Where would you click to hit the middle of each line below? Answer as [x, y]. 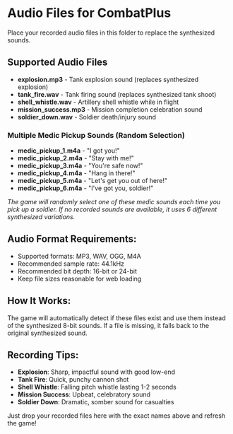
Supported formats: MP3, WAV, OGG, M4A [79, 256]
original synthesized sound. [48, 333]
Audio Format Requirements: [72, 239]
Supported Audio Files [58, 63]
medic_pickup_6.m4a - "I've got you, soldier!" [85, 188]
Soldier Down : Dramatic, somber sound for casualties [96, 402]
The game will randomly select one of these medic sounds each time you [114, 202]
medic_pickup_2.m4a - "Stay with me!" [76, 158]
